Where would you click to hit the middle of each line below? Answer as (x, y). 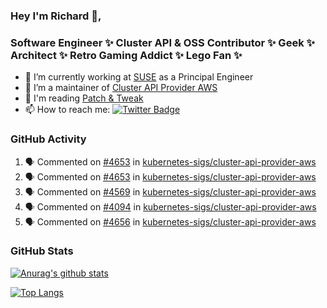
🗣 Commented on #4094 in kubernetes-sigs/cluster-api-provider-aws (170, 206)
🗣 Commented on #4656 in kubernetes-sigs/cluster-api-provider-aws (170, 221)
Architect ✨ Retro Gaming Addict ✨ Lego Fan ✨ (126, 55)
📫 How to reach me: (67, 110)
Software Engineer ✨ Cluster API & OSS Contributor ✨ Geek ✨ (162, 42)
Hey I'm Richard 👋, (56, 16)
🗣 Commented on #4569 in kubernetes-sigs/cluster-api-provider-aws (170, 191)
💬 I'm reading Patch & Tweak (84, 98)
